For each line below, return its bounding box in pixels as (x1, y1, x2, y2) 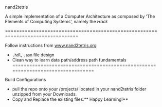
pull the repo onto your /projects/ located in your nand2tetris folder (12, 86, 147, 92)
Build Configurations (5, 77, 46, 82)
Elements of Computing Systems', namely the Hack (5, 19, 108, 24)
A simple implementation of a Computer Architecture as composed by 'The (5, 14, 155, 19)
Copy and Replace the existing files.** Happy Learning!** (12, 96, 128, 102)
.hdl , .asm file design (12, 52, 54, 58)
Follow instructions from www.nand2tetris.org (5, 43, 97, 48)
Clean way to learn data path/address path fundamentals (12, 57, 126, 62)
